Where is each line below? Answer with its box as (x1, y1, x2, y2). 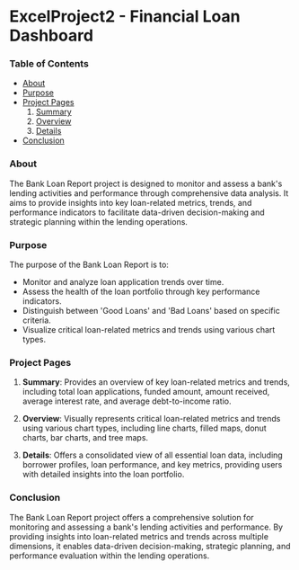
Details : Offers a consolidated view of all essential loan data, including (22, 450, 283, 460)
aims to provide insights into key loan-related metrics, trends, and (9, 197, 252, 208)
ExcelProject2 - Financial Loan (9, 6, 241, 27)
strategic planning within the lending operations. (9, 216, 189, 227)
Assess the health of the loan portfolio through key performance (22, 286, 260, 298)
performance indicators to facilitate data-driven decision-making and (9, 207, 265, 218)
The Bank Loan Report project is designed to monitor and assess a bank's (9, 178, 283, 189)
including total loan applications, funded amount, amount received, (22, 387, 270, 397)
